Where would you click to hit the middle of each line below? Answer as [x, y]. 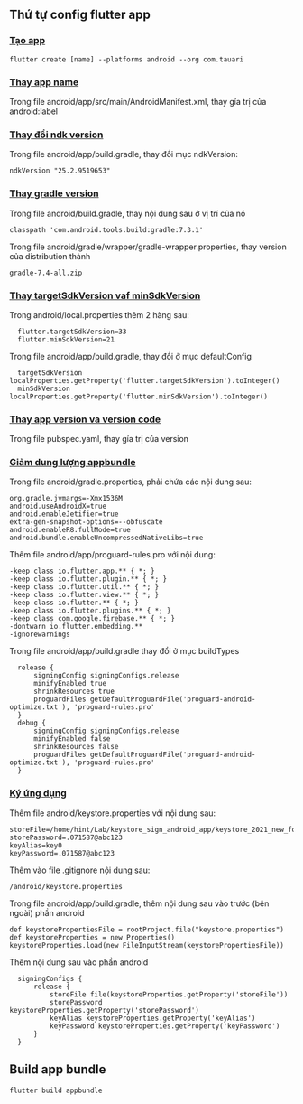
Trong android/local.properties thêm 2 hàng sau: [99, 314]
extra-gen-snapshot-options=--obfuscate [87, 522]
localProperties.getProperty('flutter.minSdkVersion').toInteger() [139, 397]
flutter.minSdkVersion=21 [66, 339]
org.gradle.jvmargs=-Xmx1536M [66, 499]
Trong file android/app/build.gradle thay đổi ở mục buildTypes [124, 651]
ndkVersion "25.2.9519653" [60, 171]
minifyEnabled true [69, 684]
